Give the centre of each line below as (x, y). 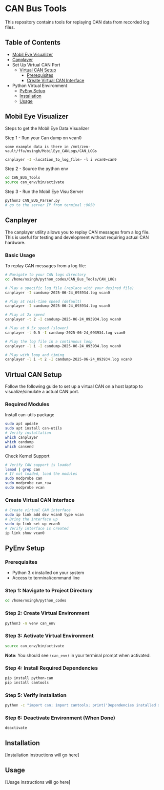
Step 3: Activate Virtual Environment (49, 636)
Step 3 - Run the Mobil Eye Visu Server (44, 192)
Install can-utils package (30, 415)
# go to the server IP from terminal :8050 (50, 205)
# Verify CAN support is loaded (38, 465)
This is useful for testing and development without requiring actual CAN (77, 237)
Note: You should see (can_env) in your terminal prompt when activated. (78, 655)
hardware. (15, 242)
